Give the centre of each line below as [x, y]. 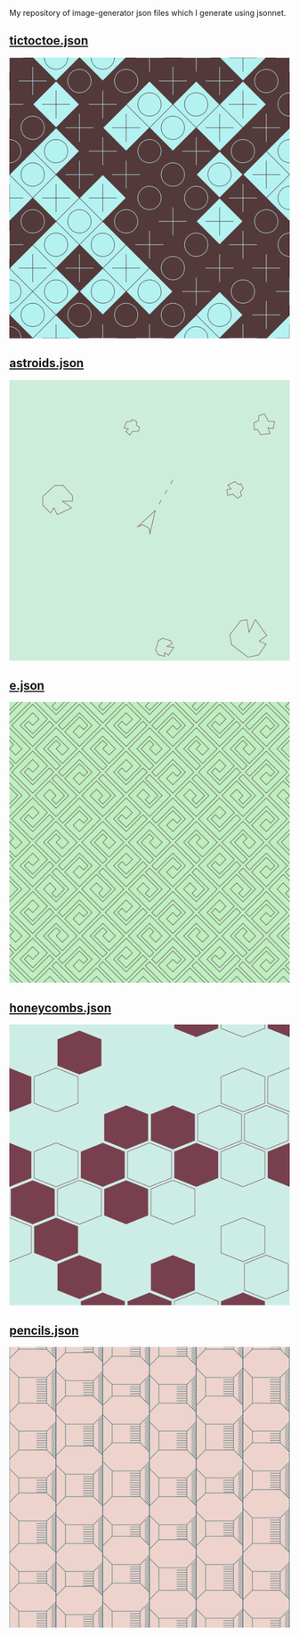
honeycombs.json [61, 1007]
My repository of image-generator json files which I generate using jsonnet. [148, 13]
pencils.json [44, 1330]
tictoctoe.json [49, 41]
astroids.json [47, 363]
